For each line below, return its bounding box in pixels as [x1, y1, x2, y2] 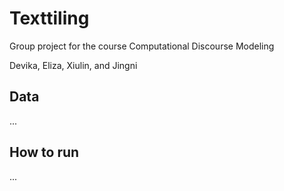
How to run [9, 144, 80, 161]
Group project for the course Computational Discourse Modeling [9, 40, 275, 52]
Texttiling [9, 7, 90, 30]
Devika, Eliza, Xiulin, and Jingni [9, 59, 138, 71]
